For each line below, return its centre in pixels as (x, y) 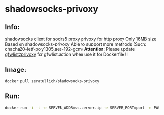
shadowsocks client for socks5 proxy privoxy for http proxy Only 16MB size (81, 39)
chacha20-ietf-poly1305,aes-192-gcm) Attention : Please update (70, 49)
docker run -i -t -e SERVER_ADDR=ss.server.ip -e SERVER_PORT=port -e (78, 108)
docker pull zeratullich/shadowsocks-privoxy (52, 81)
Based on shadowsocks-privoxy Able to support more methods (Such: (76, 44)
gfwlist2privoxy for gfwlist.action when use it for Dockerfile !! (67, 54)
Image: (16, 70)
